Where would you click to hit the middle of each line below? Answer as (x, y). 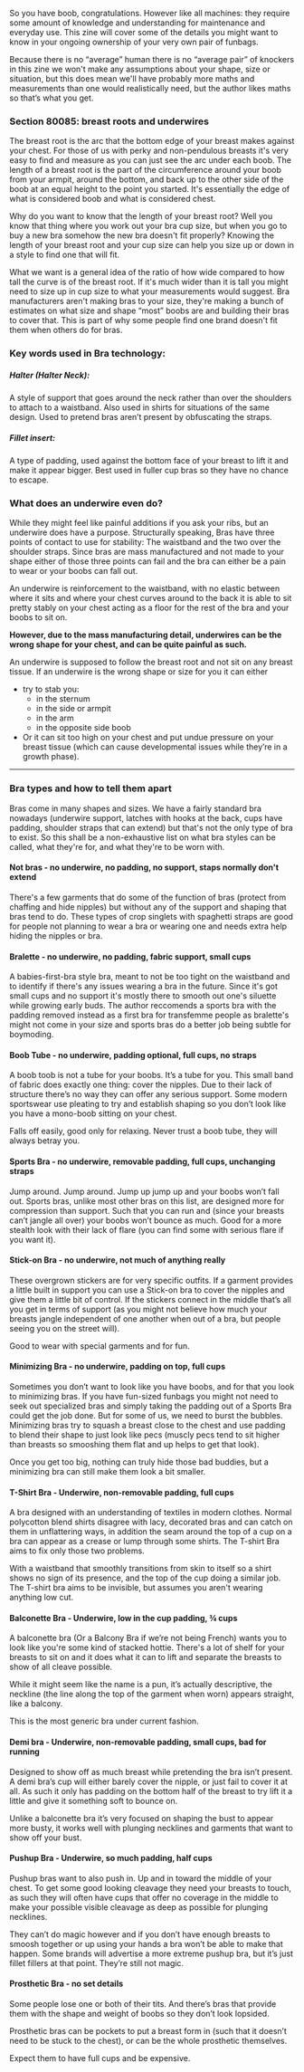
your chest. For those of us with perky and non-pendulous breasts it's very (149, 151)
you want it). (33, 1239)
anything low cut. (42, 1598)
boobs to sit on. (38, 617)
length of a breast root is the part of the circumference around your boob (146, 170)
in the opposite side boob (83, 728)
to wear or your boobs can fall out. (74, 571)
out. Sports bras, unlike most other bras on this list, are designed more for (147, 1201)
